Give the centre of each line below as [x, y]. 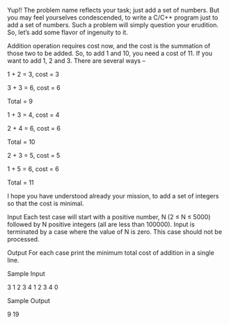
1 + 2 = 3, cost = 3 [33, 74]
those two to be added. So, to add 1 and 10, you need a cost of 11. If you [110, 53]
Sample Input [26, 274]
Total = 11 [21, 182]
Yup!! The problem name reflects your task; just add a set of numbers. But [113, 10]
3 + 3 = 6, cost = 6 [34, 88]
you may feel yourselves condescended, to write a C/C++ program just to [113, 17]
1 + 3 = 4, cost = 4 [33, 115]
